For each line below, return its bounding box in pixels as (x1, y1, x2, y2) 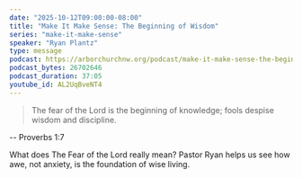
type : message (9, 47, 63, 56)
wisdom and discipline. (31, 114, 117, 125)
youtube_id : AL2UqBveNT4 (9, 80, 102, 89)
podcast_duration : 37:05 (9, 72, 102, 81)
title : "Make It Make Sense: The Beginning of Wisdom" (9, 22, 219, 31)
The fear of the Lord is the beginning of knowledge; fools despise (31, 104, 274, 115)
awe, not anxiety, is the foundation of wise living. (9, 158, 191, 169)
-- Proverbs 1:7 (9, 131, 65, 142)
